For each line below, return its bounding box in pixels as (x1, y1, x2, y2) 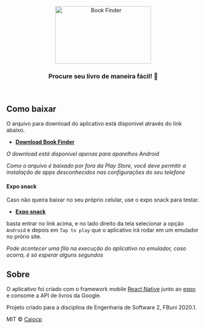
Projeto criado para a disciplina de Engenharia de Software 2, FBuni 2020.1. (6, 304, 197, 311)
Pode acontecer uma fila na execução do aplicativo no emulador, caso (6, 245, 187, 252)
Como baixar (6, 104, 56, 114)
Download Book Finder (15, 138, 75, 146)
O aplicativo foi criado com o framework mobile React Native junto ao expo (6, 286, 196, 293)
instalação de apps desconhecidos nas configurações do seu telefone (6, 168, 185, 176)
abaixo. (6, 126, 25, 134)
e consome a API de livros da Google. (6, 292, 101, 300)
